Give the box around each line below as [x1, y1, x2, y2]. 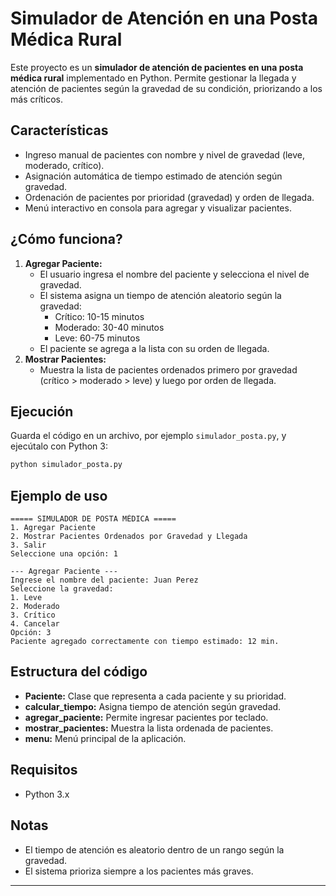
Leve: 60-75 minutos [54, 332, 141, 344]
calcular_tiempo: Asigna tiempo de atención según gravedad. [24, 700, 282, 712]
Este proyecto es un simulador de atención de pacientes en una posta [10, 61, 304, 73]
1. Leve [10, 593, 43, 603]
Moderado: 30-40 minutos [54, 321, 165, 333]
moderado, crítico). [24, 159, 105, 171]
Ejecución [10, 403, 74, 420]
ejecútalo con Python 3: [10, 440, 108, 452]
